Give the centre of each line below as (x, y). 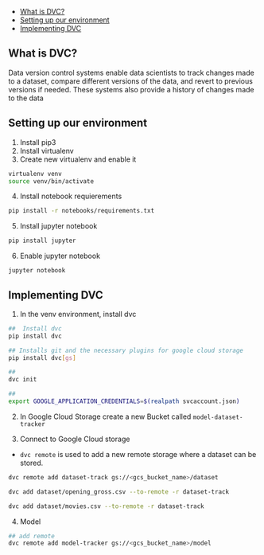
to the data (26, 98)
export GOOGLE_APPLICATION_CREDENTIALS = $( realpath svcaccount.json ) (124, 401)
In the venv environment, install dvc (78, 314)
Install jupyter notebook (58, 226)
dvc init (23, 380)
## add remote (32, 536)
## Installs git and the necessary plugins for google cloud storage (126, 350)
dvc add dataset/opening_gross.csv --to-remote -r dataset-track (118, 492)
